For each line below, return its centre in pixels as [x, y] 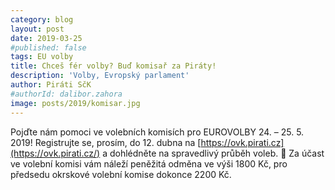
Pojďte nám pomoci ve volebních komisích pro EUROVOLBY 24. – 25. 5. [157, 132]
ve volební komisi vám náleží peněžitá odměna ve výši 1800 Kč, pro [149, 163]
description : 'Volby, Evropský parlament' [100, 76]
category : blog [42, 19]
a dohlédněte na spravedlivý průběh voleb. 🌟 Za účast [213, 153]
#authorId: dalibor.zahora [66, 94]
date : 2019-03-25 [46, 38]
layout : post [37, 29]
